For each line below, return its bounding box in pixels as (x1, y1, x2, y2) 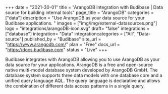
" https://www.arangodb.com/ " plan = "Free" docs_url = (5, 41, 120, 47)
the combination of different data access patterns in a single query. (5, 83, 145, 89)
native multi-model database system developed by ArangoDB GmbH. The (5, 67, 158, 73)
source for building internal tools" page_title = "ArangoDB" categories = (5, 9, 154, 15)
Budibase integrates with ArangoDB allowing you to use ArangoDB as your (5, 56, 160, 62)
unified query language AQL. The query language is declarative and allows (5, 77, 160, 83)
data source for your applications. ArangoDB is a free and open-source (5, 62, 153, 67)
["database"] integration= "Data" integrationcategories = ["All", (5, 31, 136, 36)
